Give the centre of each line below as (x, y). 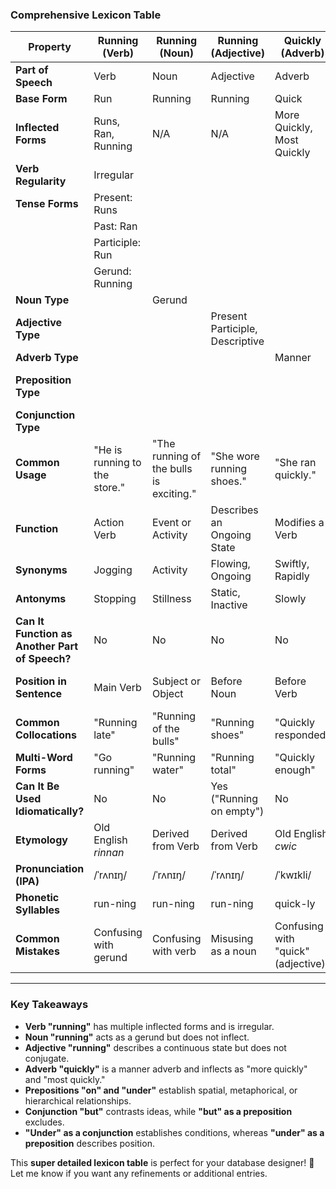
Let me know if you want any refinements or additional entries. (139, 1173)
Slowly (290, 599)
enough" (295, 770)
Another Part (47, 646)
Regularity (41, 181)
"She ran (295, 463)
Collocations (46, 735)
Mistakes (37, 951)
